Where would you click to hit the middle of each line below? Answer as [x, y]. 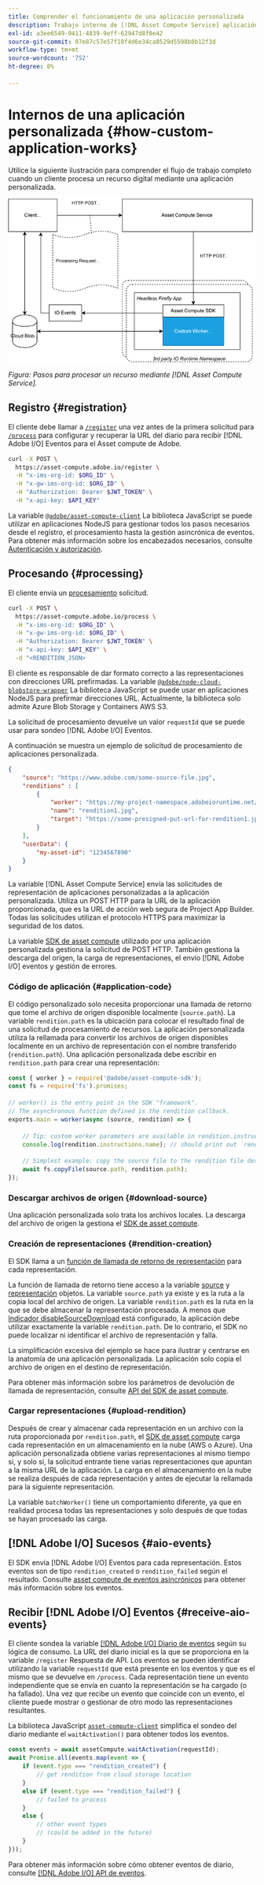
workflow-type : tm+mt [44, 50]
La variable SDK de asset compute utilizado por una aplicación [109, 941]
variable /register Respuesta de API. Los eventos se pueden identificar [125, 1660]
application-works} [73, 148]
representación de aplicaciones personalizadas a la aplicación [109, 892]
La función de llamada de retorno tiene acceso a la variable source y [119, 1285]
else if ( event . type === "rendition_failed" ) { [101, 1791]
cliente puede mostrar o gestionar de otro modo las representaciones [121, 1702]
